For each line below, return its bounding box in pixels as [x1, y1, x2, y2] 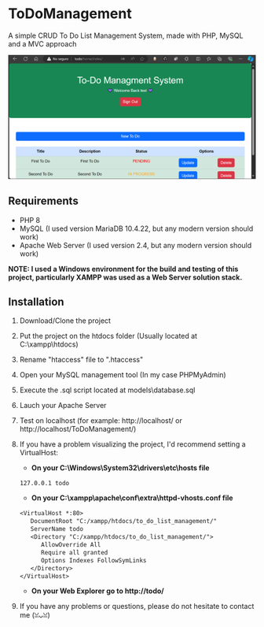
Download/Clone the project [19, 316, 112, 325]
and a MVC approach [8, 39, 77, 48]
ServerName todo [30, 525, 84, 533]
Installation [8, 295, 64, 308]
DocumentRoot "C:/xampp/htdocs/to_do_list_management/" [30, 518, 218, 525]
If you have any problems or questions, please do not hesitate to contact [19, 602, 255, 611]
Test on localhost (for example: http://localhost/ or [19, 416, 182, 425]
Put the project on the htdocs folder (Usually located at [19, 332, 198, 341]
